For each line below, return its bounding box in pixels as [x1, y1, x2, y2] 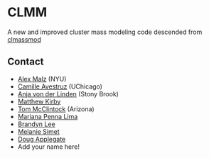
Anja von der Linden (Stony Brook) [17, 89, 119, 98]
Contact [7, 56, 44, 68]
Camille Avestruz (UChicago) [17, 82, 103, 91]
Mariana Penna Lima [17, 112, 78, 120]
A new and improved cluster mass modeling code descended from [7, 28, 203, 36]
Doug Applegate [17, 135, 66, 143]
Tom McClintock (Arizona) [17, 104, 95, 113]
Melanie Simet [17, 127, 60, 135]
